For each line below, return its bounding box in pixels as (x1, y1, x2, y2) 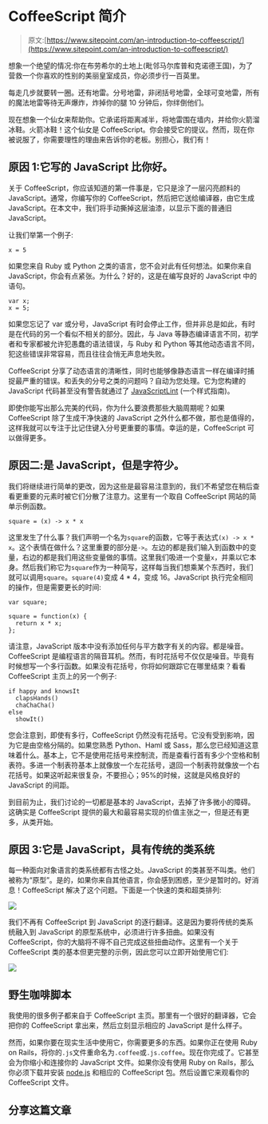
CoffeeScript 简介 (8, 7, 127, 26)
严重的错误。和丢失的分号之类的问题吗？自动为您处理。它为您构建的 (22, 376, 246, 385)
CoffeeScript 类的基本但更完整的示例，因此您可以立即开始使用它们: (8, 947, 229, 957)
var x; (8, 297, 30, 305)
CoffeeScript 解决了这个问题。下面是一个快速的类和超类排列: (22, 885, 222, 895)
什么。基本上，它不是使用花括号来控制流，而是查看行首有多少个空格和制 (22, 750, 260, 759)
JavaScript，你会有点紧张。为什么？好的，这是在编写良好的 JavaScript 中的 (8, 271, 258, 281)
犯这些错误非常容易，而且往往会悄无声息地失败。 (8, 349, 169, 358)
